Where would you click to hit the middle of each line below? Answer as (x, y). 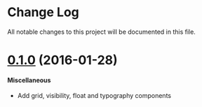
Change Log (43, 12)
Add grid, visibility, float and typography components (94, 96)
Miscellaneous (29, 80)
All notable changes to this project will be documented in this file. (102, 32)
